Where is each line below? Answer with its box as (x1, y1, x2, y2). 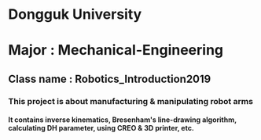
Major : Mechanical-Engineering (8, 41, 224, 59)
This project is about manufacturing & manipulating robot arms (8, 95, 254, 106)
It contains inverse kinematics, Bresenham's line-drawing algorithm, (8, 115, 237, 124)
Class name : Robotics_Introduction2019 (8, 72, 211, 85)
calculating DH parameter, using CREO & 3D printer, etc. (8, 124, 195, 133)
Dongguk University (8, 5, 142, 23)
